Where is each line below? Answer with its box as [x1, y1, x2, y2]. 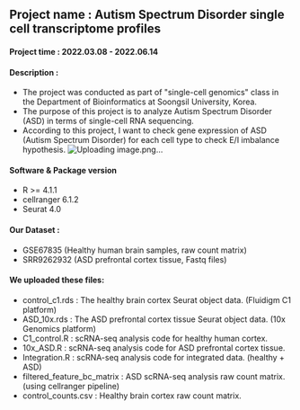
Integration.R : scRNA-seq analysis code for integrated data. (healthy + [22, 352, 286, 362]
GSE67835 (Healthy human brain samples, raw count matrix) [22, 245, 247, 255]
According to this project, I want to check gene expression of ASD [22, 125, 268, 136]
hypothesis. [22, 144, 66, 156]
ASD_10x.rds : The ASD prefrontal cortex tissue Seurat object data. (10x [22, 314, 286, 325]
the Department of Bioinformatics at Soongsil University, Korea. [22, 96, 258, 107]
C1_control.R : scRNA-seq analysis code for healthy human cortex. [22, 333, 268, 343]
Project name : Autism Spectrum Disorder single [9, 7, 285, 22]
